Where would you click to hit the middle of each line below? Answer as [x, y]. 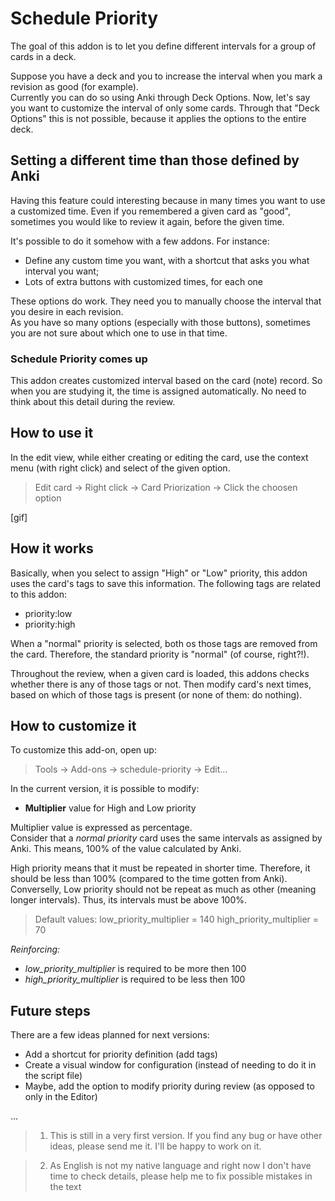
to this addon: [39, 594]
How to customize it [73, 726]
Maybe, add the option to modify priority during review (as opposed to [169, 1086]
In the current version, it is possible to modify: [105, 789]
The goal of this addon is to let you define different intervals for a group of [163, 46]
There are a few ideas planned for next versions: [110, 1035]
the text [65, 1187]
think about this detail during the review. [93, 402]
